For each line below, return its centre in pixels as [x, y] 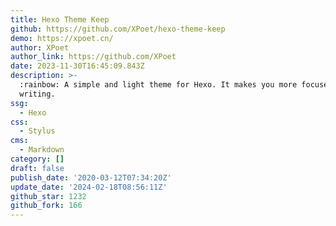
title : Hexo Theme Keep [60, 19]
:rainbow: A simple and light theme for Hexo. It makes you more [158, 85]
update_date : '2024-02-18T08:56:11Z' [89, 187]
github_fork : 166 [46, 206]
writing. [37, 94]
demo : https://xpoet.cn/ [62, 38]
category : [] [37, 159]
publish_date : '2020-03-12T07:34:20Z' [91, 177]
